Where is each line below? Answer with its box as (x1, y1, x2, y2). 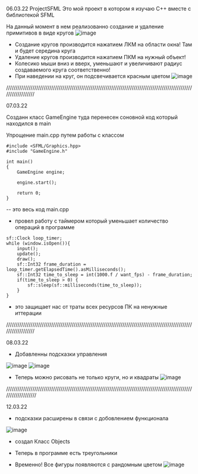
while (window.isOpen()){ (6, 241, 70, 247)
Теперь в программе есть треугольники (14, 450, 118, 456)
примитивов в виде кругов (6, 29, 74, 36)
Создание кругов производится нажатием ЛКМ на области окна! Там (14, 41, 192, 48)
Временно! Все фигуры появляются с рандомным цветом (14, 461, 162, 468)
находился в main (6, 120, 52, 127)
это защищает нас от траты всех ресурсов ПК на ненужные (14, 303, 168, 310)
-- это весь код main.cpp (6, 206, 70, 213)
